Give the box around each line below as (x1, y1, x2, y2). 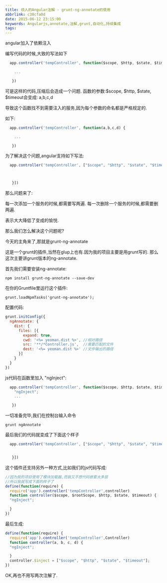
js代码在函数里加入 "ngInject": (5, 375, 67, 381)
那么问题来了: (5, 190, 33, 196)
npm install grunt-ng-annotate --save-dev (5, 276, 94, 281)
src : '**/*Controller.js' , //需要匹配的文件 (23, 342, 114, 347)
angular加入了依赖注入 (5, 40, 51, 46)
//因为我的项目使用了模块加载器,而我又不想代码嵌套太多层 (5, 474, 108, 480)
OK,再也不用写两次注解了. (5, 573, 58, 578)
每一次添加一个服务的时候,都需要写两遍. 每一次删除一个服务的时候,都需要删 (5, 201, 159, 207)
